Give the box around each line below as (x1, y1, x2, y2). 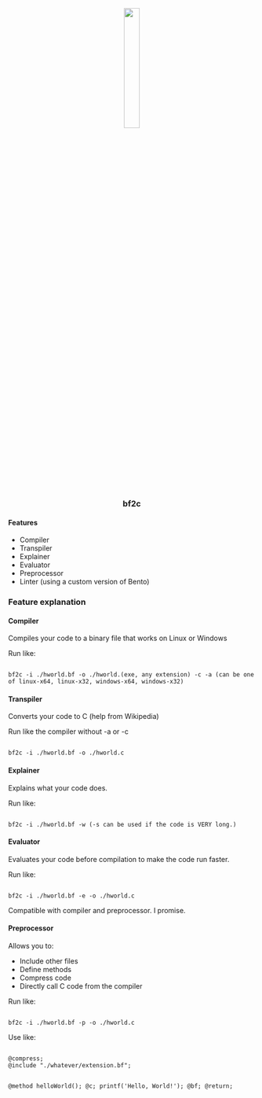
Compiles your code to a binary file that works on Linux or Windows (8, 633, 227, 643)
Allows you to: (8, 941, 54, 951)
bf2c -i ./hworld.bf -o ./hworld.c (8, 749, 125, 757)
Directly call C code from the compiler (19, 982, 143, 991)
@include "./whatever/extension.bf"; (8, 1062, 132, 1070)
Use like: (8, 1033, 37, 1042)
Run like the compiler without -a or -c (8, 727, 129, 736)
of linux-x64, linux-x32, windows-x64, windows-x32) (8, 678, 184, 686)
